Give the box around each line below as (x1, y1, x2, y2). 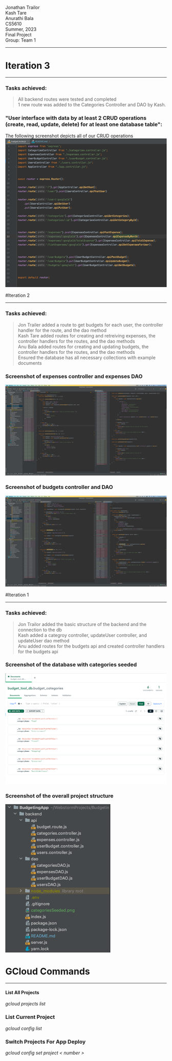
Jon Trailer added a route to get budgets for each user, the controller (17, 321, 163, 328)
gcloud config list (5, 1025, 42, 1031)
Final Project (5, 32, 32, 37)
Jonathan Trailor (5, 5, 40, 10)
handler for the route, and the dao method (17, 327, 106, 333)
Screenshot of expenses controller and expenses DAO (5, 372, 143, 380)
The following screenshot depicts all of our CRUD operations (5, 132, 134, 139)
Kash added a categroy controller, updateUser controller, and (17, 632, 147, 638)
